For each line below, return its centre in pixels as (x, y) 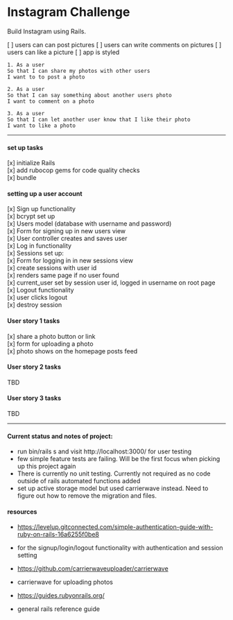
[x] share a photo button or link (51, 336)
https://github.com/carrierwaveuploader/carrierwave (93, 569)
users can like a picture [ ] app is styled (63, 52)
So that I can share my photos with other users (79, 71)
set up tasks (25, 147)
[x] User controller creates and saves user (67, 238)
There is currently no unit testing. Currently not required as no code (114, 474)
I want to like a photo (42, 126)
